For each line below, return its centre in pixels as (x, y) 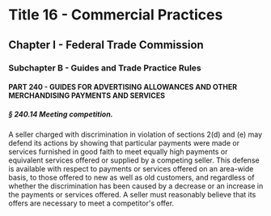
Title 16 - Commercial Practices (116, 15)
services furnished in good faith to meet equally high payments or (118, 152)
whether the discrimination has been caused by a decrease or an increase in (136, 186)
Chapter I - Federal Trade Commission (106, 45)
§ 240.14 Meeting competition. (61, 114)
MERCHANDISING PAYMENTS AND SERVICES (87, 95)
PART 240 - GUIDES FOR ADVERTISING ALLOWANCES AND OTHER (123, 87)
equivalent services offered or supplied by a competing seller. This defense (134, 160)
